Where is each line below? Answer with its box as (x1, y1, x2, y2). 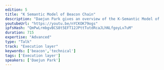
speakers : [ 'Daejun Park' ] (5, 58, 61, 63)
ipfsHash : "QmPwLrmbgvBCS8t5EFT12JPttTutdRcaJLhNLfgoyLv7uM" (5, 26, 133, 31)
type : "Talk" (5, 39, 32, 44)
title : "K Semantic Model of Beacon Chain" (5, 12, 96, 17)
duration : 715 (5, 30, 34, 35)
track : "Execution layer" (5, 44, 58, 49)
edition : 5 (5, 7, 28, 12)
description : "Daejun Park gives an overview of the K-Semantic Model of (5, 16, 160, 21)
